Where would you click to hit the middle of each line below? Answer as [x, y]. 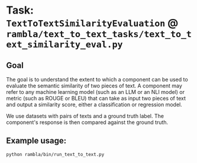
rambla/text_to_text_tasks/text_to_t [99, 35]
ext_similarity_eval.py [64, 45]
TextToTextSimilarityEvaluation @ [92, 23]
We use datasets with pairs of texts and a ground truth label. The [85, 116]
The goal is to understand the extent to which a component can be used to [97, 79]
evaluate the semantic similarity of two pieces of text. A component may [94, 86]
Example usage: [36, 141]
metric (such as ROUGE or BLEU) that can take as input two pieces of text [96, 98]
